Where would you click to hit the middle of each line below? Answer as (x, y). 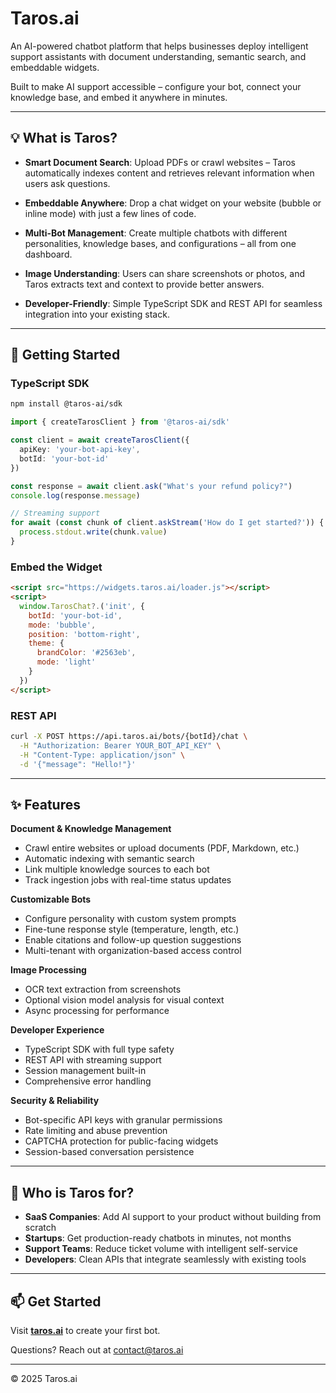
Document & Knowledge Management (91, 829)
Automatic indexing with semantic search (109, 859)
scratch (40, 1228)
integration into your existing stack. (97, 314)
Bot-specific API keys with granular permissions (123, 1120)
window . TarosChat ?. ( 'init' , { (82, 606)
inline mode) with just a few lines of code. (110, 213)
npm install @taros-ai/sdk (66, 404)
